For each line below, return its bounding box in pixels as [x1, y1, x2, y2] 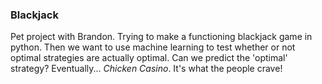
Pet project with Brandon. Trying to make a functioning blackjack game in [10, 31, 313, 43]
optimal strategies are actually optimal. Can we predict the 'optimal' [10, 52, 288, 64]
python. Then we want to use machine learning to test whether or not [10, 41, 296, 53]
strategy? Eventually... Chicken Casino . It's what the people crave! [10, 63, 283, 75]
